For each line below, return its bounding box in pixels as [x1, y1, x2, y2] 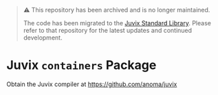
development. [23, 33, 63, 42]
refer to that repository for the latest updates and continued [23, 27, 193, 34]
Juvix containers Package [6, 57, 157, 73]
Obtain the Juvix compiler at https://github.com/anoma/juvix [6, 80, 177, 88]
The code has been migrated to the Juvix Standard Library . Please [23, 19, 211, 27]
